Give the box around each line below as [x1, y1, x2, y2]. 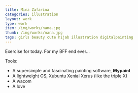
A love [12, 83, 26, 89]
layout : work [5, 16, 32, 21]
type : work [5, 21, 28, 26]
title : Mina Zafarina [5, 7, 50, 12]
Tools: [5, 58, 18, 64]
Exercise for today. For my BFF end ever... [5, 48, 90, 54]
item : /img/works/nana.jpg [5, 26, 61, 31]
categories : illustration [5, 12, 58, 17]
